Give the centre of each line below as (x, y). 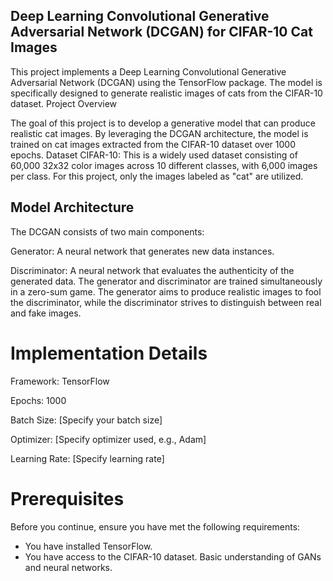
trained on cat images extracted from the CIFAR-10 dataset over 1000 (153, 144)
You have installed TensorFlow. (88, 546)
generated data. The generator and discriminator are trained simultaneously (166, 281)
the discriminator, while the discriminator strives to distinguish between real (166, 302)
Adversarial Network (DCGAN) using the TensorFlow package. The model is (166, 82)
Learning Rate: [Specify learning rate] (87, 458)
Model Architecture (72, 207)
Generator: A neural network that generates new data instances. (142, 251)
